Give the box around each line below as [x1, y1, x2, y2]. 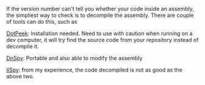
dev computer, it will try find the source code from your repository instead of [6, 36, 199, 43]
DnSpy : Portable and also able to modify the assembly [6, 55, 143, 61]
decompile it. [6, 42, 39, 50]
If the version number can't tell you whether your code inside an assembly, [6, 5, 194, 12]
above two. [6, 73, 35, 80]
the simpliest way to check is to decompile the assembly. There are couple [6, 12, 194, 19]
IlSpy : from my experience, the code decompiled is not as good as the [6, 66, 183, 73]
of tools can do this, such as [6, 18, 77, 25]
